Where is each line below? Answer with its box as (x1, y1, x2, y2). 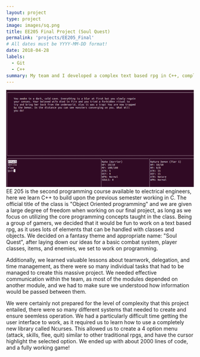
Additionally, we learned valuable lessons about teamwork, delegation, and (6, 257, 190, 264)
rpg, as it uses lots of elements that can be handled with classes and (6, 226, 174, 233)
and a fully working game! (6, 344, 70, 352)
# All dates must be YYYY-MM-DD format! (6, 41, 108, 47)
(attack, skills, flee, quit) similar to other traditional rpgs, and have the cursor (6, 331, 193, 338)
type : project (6, 16, 42, 22)
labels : (6, 54, 26, 60)
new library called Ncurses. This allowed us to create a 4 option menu (6, 325, 177, 333)
